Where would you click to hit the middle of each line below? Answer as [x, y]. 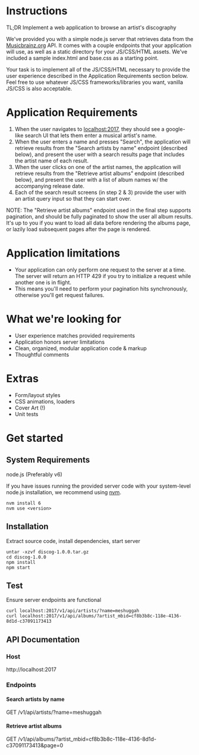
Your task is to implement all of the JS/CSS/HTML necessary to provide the [98, 69]
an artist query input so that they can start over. [73, 198]
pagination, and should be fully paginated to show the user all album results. [99, 216]
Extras [22, 378]
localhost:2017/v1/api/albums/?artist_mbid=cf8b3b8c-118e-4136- [101, 616]
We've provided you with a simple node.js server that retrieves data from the [100, 39]
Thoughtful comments [42, 354]
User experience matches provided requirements [75, 335]
